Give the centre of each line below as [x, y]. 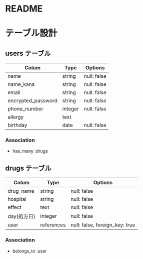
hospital [17, 199]
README [24, 9]
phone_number [25, 109]
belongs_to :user [29, 251]
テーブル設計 [31, 33]
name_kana [21, 84]
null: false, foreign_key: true [103, 225]
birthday [17, 125]
